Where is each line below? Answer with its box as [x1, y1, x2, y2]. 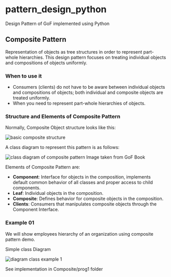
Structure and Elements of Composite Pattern [5, 113, 121, 120]
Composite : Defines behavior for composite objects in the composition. [12, 195, 164, 202]
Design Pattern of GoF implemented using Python [5, 20, 110, 27]
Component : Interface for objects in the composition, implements [12, 174, 151, 180]
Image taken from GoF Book [86, 154, 145, 160]
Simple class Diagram [5, 246, 51, 252]
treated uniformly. [12, 95, 51, 101]
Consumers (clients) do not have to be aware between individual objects [12, 84, 165, 90]
